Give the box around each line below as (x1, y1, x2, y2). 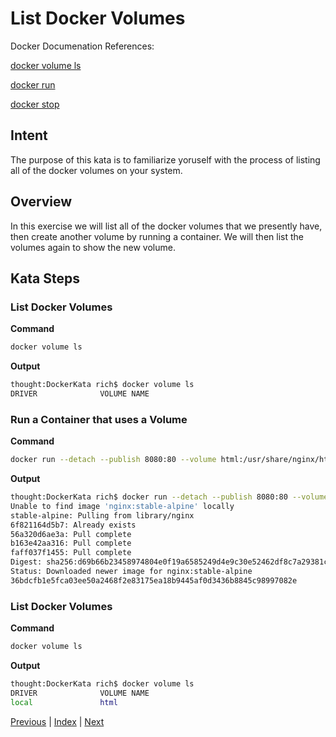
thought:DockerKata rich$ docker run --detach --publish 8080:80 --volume (10, 492, 329, 502)
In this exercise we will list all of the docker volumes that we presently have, (10, 220, 323, 232)
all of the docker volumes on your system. (10, 164, 183, 176)
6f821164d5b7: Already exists (10, 520, 137, 530)
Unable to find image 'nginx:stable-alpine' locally (10, 501, 235, 511)
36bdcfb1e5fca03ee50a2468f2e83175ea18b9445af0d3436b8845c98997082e (10, 575, 298, 586)
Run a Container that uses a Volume (10, 412, 188, 426)
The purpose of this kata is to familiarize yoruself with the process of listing (10, 153, 321, 166)
